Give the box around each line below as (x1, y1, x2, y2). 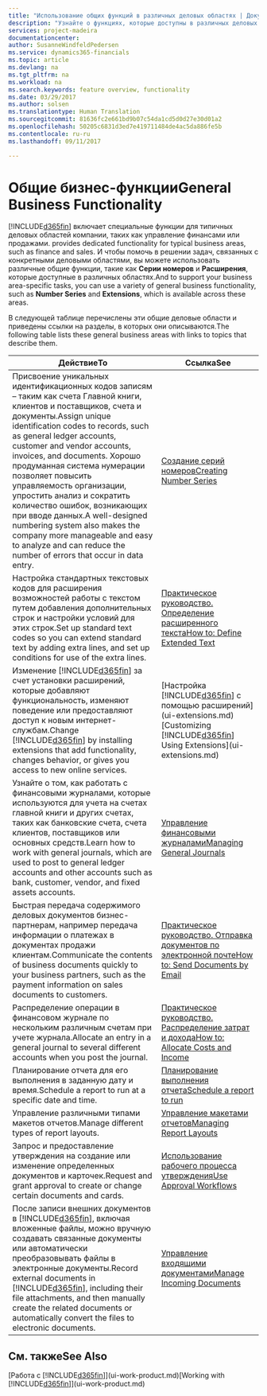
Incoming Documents (161, 1277, 241, 1289)
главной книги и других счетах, (12, 807, 134, 819)
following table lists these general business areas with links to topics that (8, 330, 247, 340)
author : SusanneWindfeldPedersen (8, 41, 119, 49)
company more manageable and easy (12, 530, 153, 541)
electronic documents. (12, 1322, 96, 1333)
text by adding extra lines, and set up (12, 642, 150, 653)
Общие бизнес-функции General (8, 178, 232, 196)
